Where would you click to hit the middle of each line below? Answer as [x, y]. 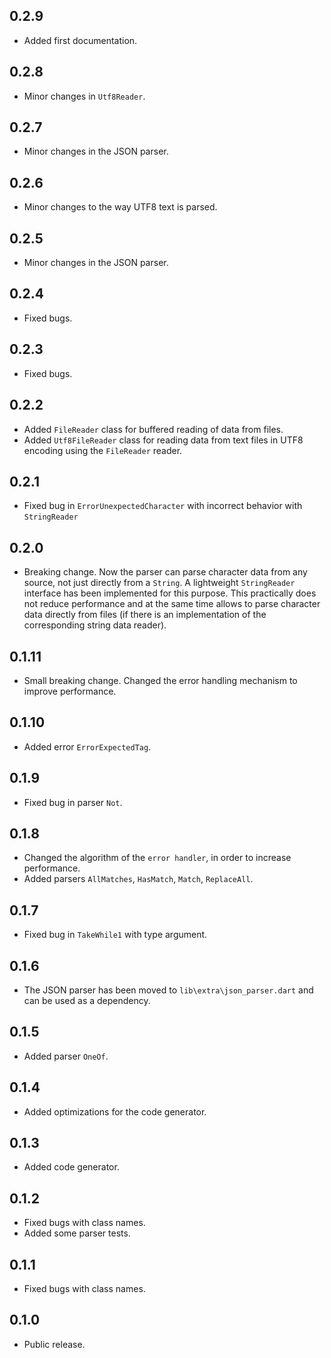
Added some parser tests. [77, 1233]
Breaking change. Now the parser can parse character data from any [165, 572]
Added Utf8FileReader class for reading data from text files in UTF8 [163, 440]
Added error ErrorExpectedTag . [87, 746]
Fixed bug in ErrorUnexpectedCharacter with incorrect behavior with [163, 506]
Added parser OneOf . [66, 1056]
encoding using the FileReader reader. [103, 450]
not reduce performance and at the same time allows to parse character [172, 604]
